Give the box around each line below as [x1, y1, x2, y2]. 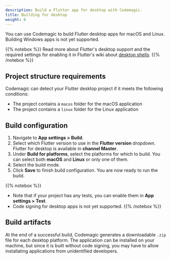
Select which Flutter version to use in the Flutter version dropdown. [12, 140, 156, 146]
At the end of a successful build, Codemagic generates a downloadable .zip [5, 231, 166, 238]
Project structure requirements [5, 72, 106, 81]
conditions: [5, 91, 29, 97]
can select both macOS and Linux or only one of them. [12, 156, 129, 162]
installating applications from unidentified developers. [5, 248, 118, 254]
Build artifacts [5, 218, 51, 227]
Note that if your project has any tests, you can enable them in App [12, 193, 154, 198]
